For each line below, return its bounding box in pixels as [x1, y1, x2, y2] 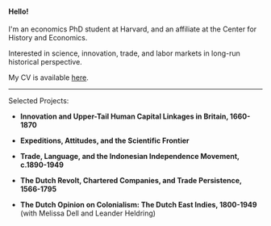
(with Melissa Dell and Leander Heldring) [19, 208, 156, 218]
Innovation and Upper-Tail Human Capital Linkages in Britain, [19, 111, 229, 121]
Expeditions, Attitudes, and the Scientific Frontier [19, 136, 190, 145]
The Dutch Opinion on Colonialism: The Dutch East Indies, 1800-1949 [19, 200, 257, 210]
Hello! [8, 6, 29, 16]
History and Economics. [8, 33, 88, 43]
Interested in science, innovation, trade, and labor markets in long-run [8, 48, 240, 58]
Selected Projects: [8, 96, 69, 106]
